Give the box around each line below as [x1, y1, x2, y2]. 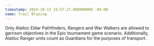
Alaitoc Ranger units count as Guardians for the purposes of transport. [5, 35, 147, 41]
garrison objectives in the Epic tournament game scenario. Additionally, [5, 30, 149, 36]
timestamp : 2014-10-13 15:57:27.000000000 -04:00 [5, 7, 109, 12]
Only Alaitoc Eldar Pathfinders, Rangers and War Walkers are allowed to [5, 25, 149, 31]
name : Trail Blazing [5, 12, 47, 16]
